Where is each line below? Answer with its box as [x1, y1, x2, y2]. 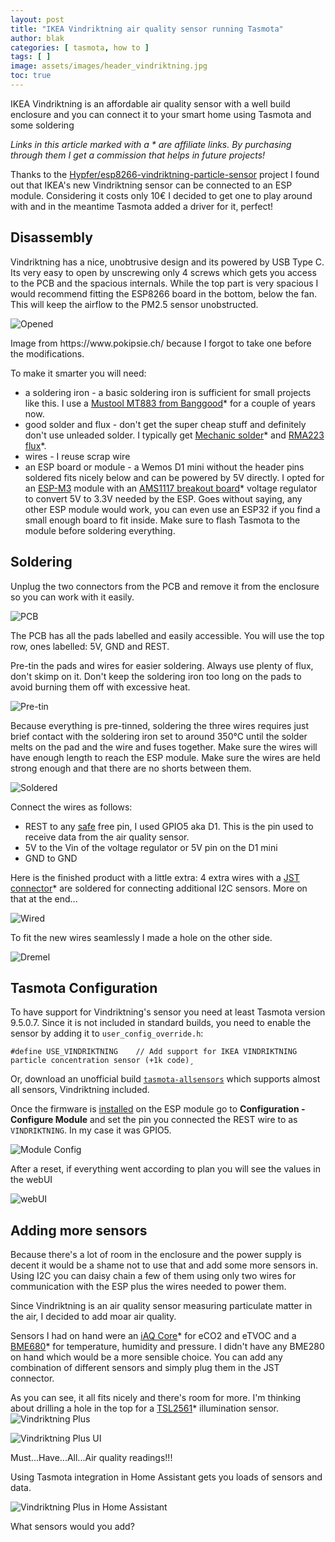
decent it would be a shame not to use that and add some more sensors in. [10, 1259, 319, 1271]
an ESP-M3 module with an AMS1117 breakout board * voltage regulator [24, 482, 318, 494]
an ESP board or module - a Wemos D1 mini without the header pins [24, 461, 305, 473]
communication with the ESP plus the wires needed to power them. [10, 1281, 287, 1293]
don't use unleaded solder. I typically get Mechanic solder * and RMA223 [24, 429, 325, 441]
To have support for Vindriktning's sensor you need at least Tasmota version [10, 1006, 326, 1018]
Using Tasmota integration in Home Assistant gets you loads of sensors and [10, 1471, 323, 1483]
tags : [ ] [10, 52, 52, 62]
